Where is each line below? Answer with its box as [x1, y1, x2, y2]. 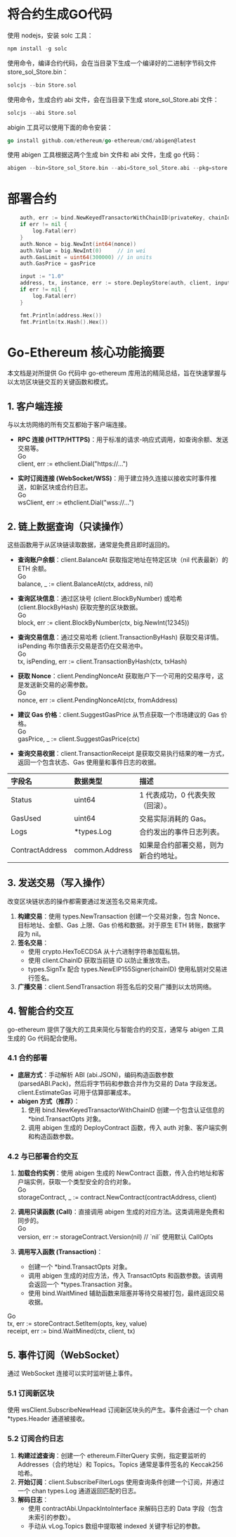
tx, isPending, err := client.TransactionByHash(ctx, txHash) [17, 657, 188, 666]
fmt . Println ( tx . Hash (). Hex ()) [20, 318, 109, 325]
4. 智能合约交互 [7, 1005, 74, 1017]
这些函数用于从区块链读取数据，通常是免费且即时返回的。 [7, 540, 173, 549]
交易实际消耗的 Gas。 [139, 814, 211, 823]
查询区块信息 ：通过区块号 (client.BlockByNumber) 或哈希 [17, 594, 183, 602]
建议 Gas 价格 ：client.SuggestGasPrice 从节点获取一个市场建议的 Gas [17, 710, 220, 718]
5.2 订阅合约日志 [7, 1434, 64, 1444]
